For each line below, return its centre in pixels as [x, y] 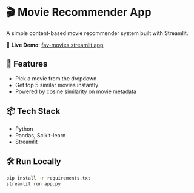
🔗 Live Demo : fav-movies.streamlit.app [55, 45]
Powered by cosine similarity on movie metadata [75, 91]
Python [24, 129]
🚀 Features [27, 64]
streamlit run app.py [34, 184]
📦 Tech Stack [33, 111]
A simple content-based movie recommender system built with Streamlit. [97, 33]
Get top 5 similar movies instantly [57, 85]
